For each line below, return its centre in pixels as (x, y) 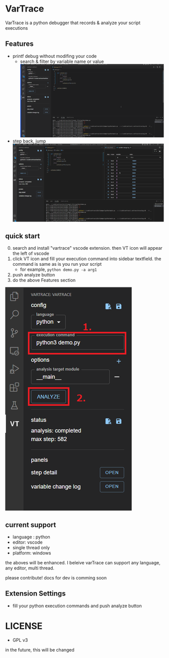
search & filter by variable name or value (62, 61)
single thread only (31, 547)
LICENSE (24, 626)
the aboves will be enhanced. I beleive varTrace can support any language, (83, 562)
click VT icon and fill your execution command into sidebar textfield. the (87, 259)
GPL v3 (20, 640)
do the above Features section (44, 280)
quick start (23, 236)
